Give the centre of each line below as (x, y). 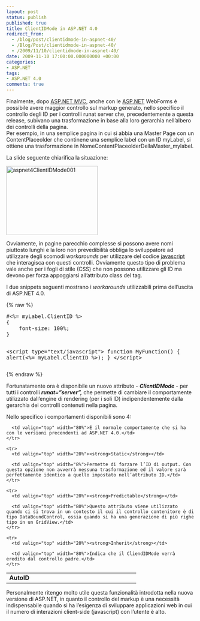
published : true (26, 23)
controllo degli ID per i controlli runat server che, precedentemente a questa (100, 114)
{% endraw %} (25, 374)
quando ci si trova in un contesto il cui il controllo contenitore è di (100, 512)
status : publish (26, 17)
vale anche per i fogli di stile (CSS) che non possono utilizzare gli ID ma (94, 269)
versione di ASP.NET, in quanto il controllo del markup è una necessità (93, 599)
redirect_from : (25, 34)
